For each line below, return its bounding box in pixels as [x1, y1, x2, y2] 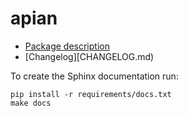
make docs [10, 98, 52, 108]
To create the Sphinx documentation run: [10, 70, 179, 82]
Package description [24, 40, 110, 52]
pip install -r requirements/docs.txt [10, 89, 172, 99]
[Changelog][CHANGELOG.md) [24, 50, 155, 62]
